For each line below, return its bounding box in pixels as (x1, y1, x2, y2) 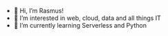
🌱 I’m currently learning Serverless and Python (13, 21, 147, 29)
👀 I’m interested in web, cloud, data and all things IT (13, 14, 161, 22)
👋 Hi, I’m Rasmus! (13, 7, 64, 15)
